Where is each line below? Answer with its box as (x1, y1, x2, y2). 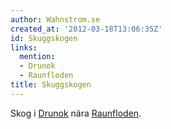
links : (10, 42, 38, 53)
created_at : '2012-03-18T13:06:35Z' (10, 24, 163, 34)
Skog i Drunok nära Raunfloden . (10, 107, 142, 119)
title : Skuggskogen (10, 80, 92, 90)
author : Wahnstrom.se (10, 14, 101, 25)
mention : (19, 52, 56, 62)
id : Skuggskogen (10, 33, 78, 43)
